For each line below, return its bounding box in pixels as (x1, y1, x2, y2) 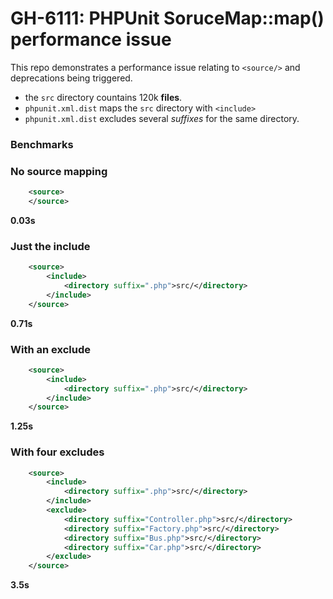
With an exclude (10, 342, 91, 356)
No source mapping (10, 164, 108, 178)
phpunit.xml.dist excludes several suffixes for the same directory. (24, 112, 300, 124)
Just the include (10, 239, 91, 253)
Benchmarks (10, 137, 74, 151)
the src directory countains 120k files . (24, 91, 183, 103)
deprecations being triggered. (10, 72, 133, 84)
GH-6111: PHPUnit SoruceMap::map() (10, 7, 325, 30)
